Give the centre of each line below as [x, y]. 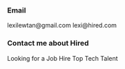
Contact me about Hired [48, 43]
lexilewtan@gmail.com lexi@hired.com [62, 26]
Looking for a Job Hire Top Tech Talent [63, 58]
